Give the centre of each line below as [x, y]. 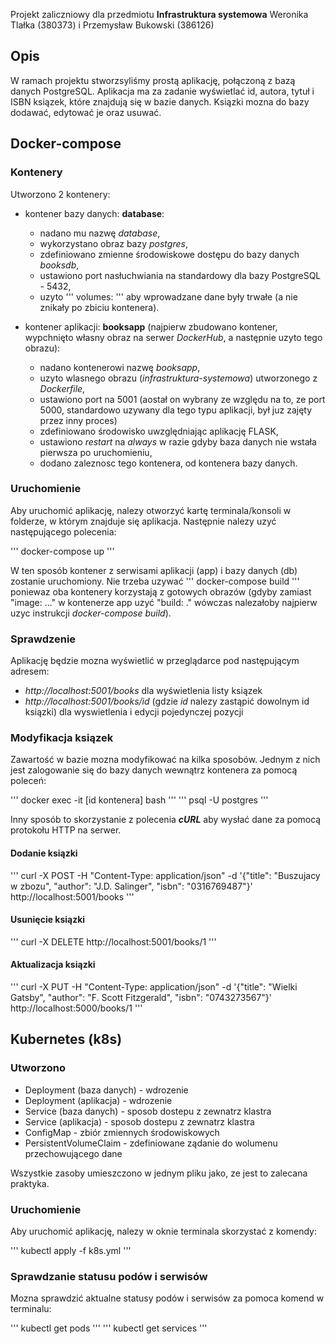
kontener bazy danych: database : [94, 213]
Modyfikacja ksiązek [62, 738]
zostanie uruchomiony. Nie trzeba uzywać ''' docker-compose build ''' [155, 581]
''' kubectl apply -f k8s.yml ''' [71, 1250]
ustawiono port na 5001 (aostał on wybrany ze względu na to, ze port [182, 399]
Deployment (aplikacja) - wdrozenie [98, 1100]
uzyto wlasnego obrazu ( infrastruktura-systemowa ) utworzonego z [178, 378]
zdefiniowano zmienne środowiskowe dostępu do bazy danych [169, 254]
